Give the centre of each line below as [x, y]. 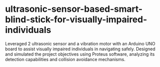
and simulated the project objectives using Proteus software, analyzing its [80, 54]
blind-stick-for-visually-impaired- [76, 19]
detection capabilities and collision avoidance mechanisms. [65, 59]
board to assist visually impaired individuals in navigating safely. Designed [80, 49]
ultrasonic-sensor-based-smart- [74, 9]
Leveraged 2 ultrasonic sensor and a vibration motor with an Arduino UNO [80, 43]
